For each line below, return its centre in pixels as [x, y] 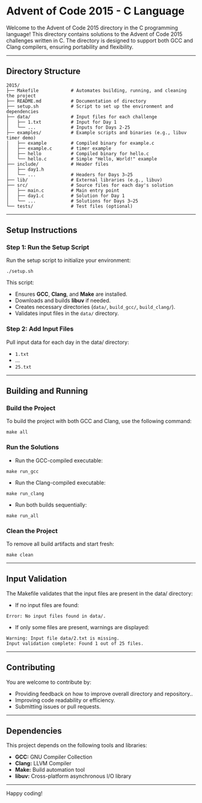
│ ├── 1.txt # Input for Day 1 [62, 122]
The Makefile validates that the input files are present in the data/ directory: [99, 593]
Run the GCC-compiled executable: [59, 460]
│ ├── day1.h [25, 169]
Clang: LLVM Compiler [43, 763]
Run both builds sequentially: [51, 505]
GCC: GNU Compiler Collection [54, 757]
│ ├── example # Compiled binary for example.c [80, 143]
